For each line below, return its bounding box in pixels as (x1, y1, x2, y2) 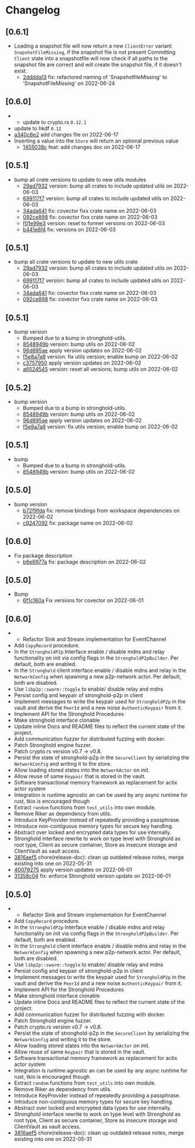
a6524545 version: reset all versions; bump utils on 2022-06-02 (22, 366, 179, 373)
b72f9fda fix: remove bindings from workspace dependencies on (22, 507, 180, 514)
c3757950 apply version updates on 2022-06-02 (22, 359, 142, 366)
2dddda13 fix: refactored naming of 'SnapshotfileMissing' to (22, 74, 167, 80)
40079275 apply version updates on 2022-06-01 (13, 866, 132, 874)
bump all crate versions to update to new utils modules (13, 176, 146, 183)
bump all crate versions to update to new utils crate (13, 259, 138, 266)
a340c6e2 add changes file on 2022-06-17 (13, 131, 119, 138)
